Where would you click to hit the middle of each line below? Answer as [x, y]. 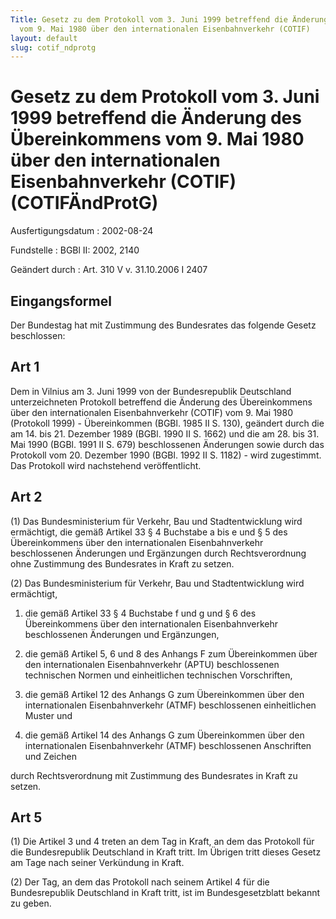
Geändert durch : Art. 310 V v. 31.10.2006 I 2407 [109, 270]
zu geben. [31, 903]
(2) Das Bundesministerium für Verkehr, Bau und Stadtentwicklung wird [157, 583]
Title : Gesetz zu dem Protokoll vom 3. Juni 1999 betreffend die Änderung [169, 19]
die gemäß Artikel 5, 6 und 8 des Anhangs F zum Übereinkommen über [171, 653]
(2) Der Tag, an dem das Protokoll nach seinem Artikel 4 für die [140, 882]
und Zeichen [50, 756]
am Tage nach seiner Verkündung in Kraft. [97, 863]
